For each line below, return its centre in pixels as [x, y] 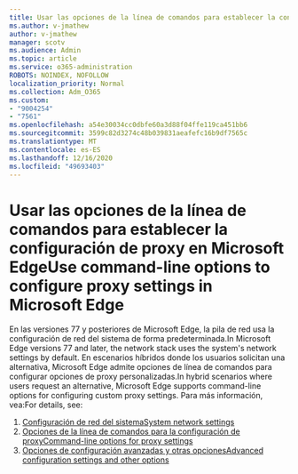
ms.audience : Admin [45, 51]
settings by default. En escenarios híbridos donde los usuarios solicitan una [147, 358]
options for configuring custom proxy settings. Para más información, [136, 396]
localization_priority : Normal [67, 84]
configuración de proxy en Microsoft [147, 248]
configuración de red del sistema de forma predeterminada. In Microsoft [140, 339]
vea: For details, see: [46, 405]
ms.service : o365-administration [71, 68]
